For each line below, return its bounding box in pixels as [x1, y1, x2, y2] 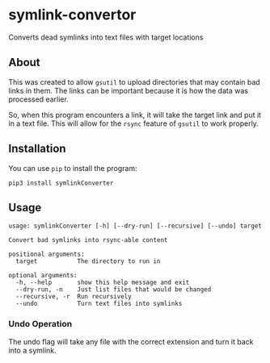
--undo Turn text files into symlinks [15, 300, 183, 308]
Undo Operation [8, 319, 73, 330]
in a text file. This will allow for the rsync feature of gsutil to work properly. [8, 119, 259, 128]
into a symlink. [8, 345, 57, 355]
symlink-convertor [8, 6, 137, 24]
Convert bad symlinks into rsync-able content [8, 236, 168, 244]
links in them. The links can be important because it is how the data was [8, 86, 249, 95]
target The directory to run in [15, 257, 161, 265]
